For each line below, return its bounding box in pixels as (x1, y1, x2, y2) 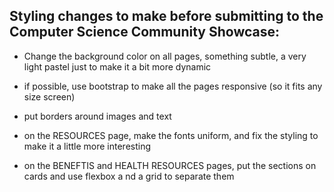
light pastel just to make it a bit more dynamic (23, 60, 212, 73)
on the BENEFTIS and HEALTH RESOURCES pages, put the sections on (23, 159, 317, 171)
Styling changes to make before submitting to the (9, 8, 324, 25)
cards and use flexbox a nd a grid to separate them (23, 170, 235, 182)
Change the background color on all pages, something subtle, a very (23, 50, 307, 62)
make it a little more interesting (23, 140, 152, 152)
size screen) (23, 90, 76, 103)
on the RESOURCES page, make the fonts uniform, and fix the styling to (23, 129, 319, 141)
